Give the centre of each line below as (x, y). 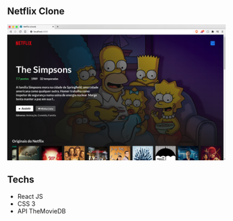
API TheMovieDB (42, 211)
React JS (30, 196)
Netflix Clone (36, 11)
